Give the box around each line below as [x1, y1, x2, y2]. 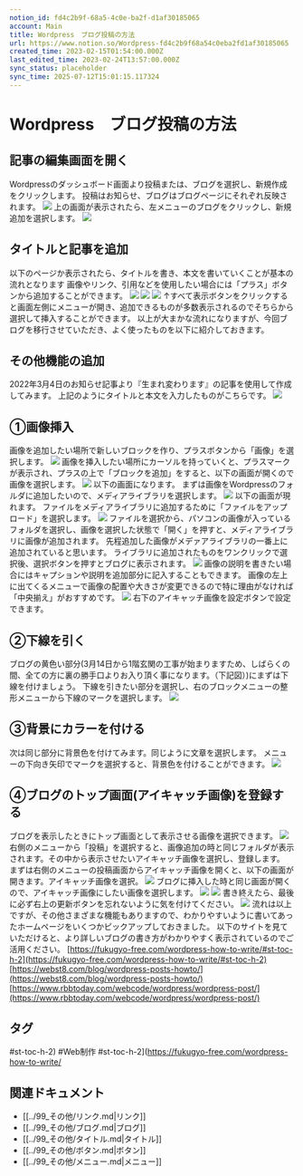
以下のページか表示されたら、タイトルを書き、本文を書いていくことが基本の [9, 267, 294, 278]
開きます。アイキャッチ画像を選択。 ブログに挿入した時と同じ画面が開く [9, 875, 291, 886]
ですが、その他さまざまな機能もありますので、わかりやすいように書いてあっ [9, 910, 294, 921]
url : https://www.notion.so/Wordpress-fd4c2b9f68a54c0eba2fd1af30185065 [9, 38, 289, 48]
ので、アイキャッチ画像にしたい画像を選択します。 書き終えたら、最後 [9, 887, 295, 898]
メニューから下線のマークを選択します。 [16, 692, 167, 703]
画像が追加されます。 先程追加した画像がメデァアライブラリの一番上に [24, 535, 289, 546]
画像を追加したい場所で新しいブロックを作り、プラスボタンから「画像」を [9, 445, 287, 456]
